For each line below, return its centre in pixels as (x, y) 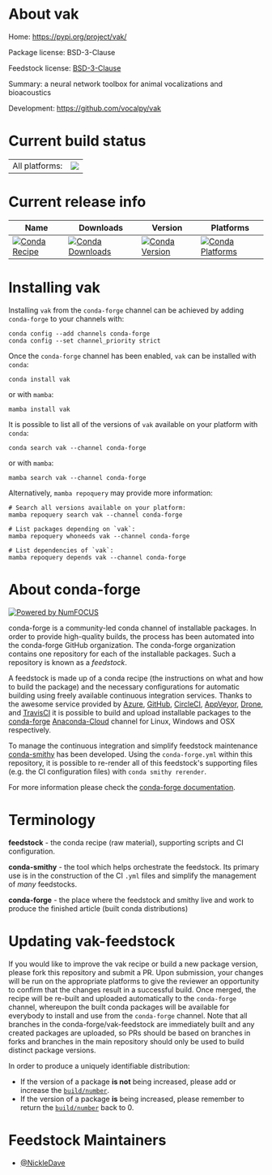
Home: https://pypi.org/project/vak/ (68, 37)
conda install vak (39, 379)
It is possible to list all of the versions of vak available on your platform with (133, 424)
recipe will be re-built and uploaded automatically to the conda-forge (123, 998)
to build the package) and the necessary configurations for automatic (124, 686)
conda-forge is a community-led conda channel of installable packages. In (132, 628)
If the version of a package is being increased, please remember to (132, 1099)
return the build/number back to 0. (77, 1107)
